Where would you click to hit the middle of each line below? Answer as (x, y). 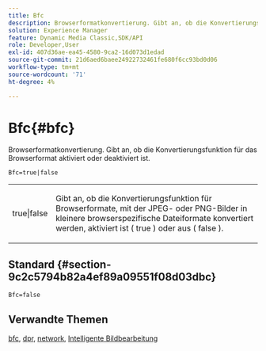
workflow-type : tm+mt (44, 67)
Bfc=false (25, 295)
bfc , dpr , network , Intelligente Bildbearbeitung (83, 338)
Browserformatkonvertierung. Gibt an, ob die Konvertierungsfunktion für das (133, 150)
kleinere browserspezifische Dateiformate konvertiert (154, 219)
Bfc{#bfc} (42, 128)
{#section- (84, 264)
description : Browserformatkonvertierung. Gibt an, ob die (108, 23)
